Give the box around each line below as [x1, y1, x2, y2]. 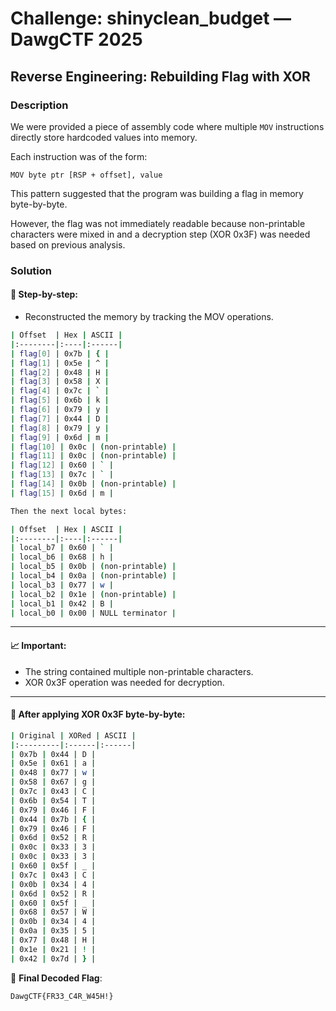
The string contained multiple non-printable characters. [24, 665, 254, 677]
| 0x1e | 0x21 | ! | [10, 944, 97, 954]
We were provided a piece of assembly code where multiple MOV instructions [10, 120, 325, 132]
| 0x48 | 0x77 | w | [10, 768, 97, 778]
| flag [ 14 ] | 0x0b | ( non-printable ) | [10, 479, 177, 489]
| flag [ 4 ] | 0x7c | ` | [10, 386, 110, 396]
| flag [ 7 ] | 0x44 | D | [10, 413, 110, 424]
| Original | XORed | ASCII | [10, 730, 137, 741]
